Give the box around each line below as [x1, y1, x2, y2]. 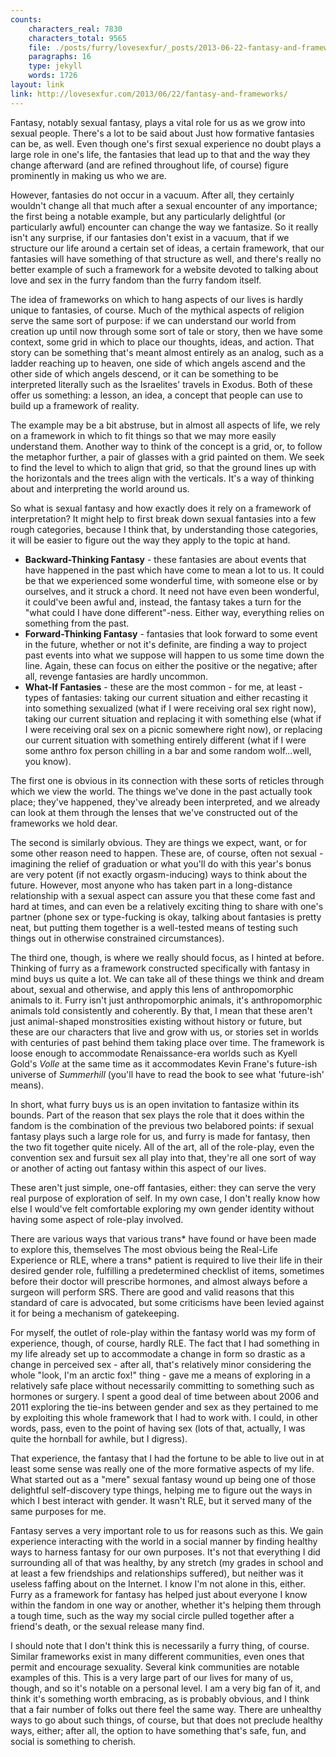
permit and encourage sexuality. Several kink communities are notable [10, 1661, 300, 1673]
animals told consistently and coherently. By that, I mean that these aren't [10, 1004, 313, 1016]
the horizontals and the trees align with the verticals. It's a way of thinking [10, 472, 315, 484]
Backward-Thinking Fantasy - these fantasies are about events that [24, 553, 307, 565]
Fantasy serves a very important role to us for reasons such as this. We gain [10, 1524, 324, 1536]
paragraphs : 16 [28, 52, 92, 62]
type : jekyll [28, 61, 83, 71]
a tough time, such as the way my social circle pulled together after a [10, 1609, 295, 1621]
